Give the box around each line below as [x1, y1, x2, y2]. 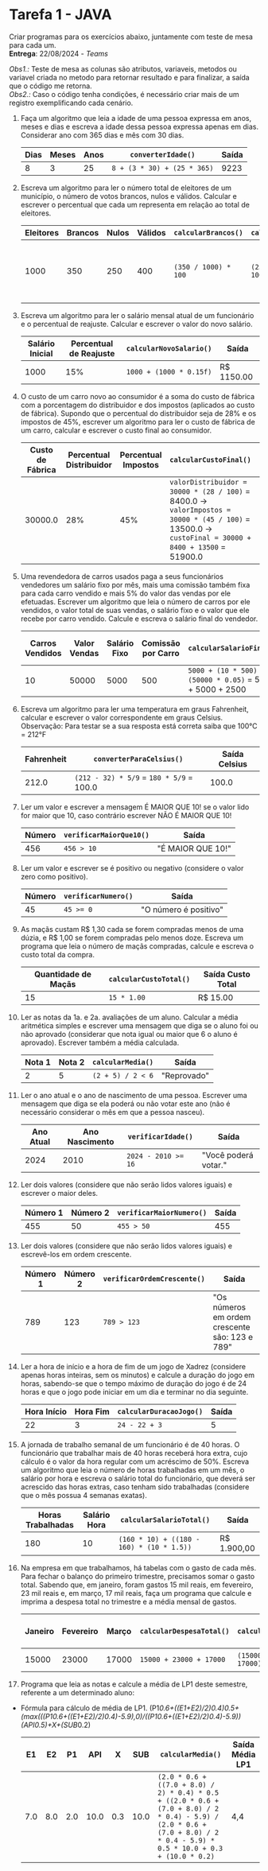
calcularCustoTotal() [108, 974, 190, 984]
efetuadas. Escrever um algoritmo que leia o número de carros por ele [20, 596, 251, 606]
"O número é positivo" [141, 904, 223, 915]
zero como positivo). [20, 871, 88, 881]
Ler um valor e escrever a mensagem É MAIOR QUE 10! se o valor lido [20, 802, 250, 812]
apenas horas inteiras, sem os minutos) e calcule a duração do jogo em [20, 1370, 255, 1380]
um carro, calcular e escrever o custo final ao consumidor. [20, 425, 212, 435]
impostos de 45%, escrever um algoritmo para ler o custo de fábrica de [20, 417, 255, 426]
